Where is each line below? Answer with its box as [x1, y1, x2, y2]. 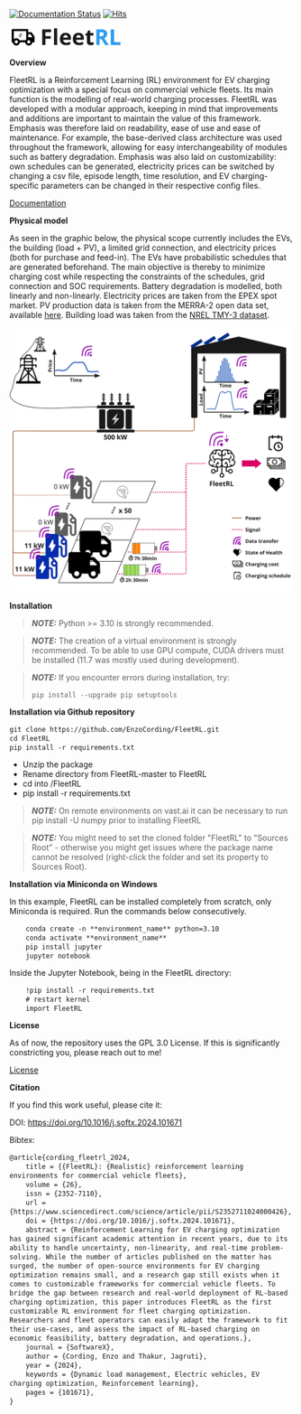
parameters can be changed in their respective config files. [41, 181, 261, 192]
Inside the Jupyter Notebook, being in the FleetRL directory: [9, 968, 232, 979]
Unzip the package [22, 759, 93, 770]
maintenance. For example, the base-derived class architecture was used [9, 132, 282, 144]
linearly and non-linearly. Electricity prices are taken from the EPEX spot [9, 290, 278, 302]
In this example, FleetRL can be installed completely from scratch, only [9, 896, 272, 907]
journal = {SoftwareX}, [25, 1343, 115, 1353]
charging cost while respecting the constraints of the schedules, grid [9, 271, 266, 282]
